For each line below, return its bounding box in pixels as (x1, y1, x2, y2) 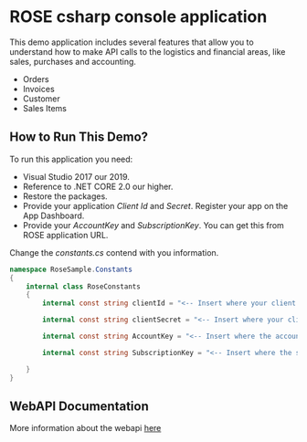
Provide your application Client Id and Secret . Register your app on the (22, 200, 289, 211)
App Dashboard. (22, 210, 85, 221)
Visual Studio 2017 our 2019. (22, 171, 131, 182)
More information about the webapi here (9, 423, 162, 434)
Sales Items (22, 102, 67, 113)
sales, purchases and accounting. (9, 56, 137, 67)
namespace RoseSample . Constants (9, 265, 132, 274)
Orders (22, 73, 49, 84)
